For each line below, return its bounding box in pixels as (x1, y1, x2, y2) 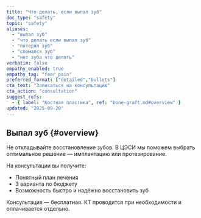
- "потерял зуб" (12, 43, 53, 49)
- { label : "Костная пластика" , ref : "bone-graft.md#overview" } (12, 99, 182, 105)
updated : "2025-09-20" (6, 105, 64, 111)
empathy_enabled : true (6, 65, 64, 72)
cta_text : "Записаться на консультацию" (6, 83, 111, 89)
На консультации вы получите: (6, 162, 86, 169)
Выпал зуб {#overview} (6, 127, 99, 138)
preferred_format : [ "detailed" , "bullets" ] (6, 77, 116, 83)
